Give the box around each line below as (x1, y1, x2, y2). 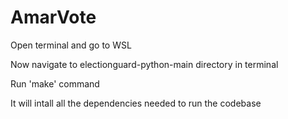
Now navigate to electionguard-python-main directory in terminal (10, 58, 279, 70)
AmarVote (10, 6, 97, 29)
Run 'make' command (10, 77, 100, 90)
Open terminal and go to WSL (10, 39, 132, 51)
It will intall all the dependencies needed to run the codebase (10, 97, 262, 109)
